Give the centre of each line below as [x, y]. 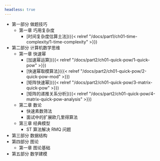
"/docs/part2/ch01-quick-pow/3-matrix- [112, 82]
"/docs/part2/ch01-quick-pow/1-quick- [111, 60]
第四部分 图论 [25, 141]
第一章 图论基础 [35, 147]
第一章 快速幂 [32, 54]
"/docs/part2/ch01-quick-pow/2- [113, 71]
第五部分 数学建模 [29, 154]
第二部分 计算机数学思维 [36, 47]
